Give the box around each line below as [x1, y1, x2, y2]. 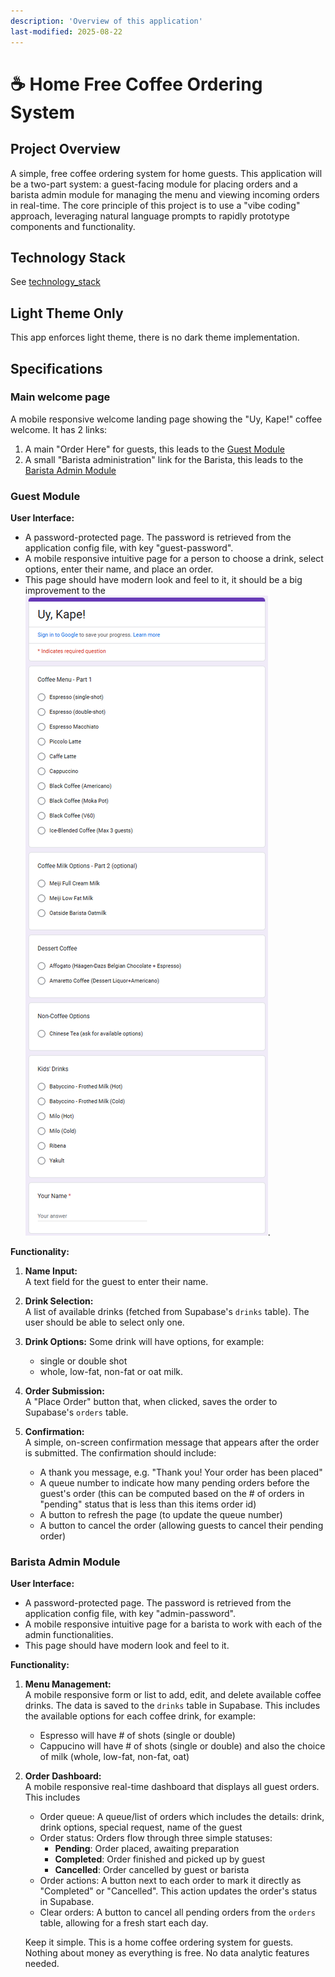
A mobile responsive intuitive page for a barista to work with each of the [24, 1618, 323, 1630]
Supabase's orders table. [24, 1406, 129, 1419]
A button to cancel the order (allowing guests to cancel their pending [39, 1520, 324, 1532]
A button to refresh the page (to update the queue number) [39, 1509, 283, 1521]
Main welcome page [10, 390, 111, 404]
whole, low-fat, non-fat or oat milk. [39, 1366, 184, 1378]
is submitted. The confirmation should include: [24, 1447, 217, 1459]
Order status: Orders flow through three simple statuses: [39, 1832, 273, 1844]
